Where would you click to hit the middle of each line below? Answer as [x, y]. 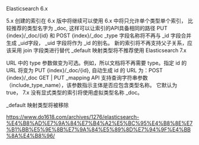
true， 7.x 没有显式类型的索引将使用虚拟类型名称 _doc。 [75, 92]
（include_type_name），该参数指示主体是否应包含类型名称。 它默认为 [92, 85]
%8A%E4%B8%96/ [31, 136]
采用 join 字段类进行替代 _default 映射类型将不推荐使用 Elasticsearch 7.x [99, 50]
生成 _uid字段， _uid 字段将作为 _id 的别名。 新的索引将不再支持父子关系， [97, 43]
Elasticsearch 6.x [27, 9]
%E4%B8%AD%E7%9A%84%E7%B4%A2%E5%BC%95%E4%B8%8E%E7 [99, 123]
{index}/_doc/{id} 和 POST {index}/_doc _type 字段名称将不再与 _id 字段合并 [99, 36]
